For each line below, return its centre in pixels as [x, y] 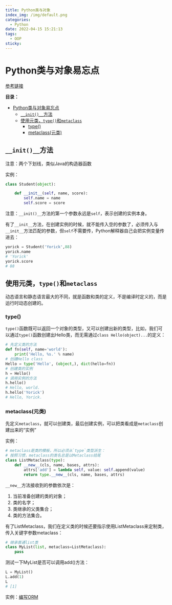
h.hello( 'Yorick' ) [25, 393]
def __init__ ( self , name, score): [51, 193]
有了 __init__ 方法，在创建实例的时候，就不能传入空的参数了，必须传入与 [82, 224]
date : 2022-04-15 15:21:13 [34, 29]
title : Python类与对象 [28, 10]
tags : [11, 34]
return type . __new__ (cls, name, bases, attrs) [74, 474]
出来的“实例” [23, 430]
